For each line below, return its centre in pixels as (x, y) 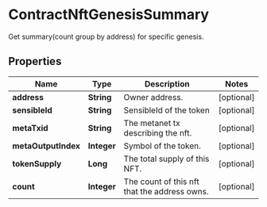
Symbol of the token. (162, 146)
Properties (35, 61)
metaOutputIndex (46, 146)
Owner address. (153, 97)
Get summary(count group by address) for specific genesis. (106, 36)
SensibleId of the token (167, 110)
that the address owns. (166, 191)
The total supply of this (166, 159)
